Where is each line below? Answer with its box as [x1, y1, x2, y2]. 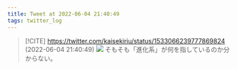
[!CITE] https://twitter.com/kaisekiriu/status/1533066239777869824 [24, 36, 226, 45]
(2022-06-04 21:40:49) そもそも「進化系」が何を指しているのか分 [24, 45, 230, 53]
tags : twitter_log [7, 17, 62, 24]
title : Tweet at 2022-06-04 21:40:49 [7, 10, 120, 18]
